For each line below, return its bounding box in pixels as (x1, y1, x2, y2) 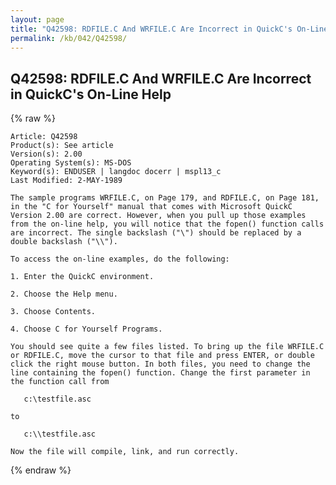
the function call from (10, 377, 110, 387)
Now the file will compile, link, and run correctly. (10, 447, 240, 457)
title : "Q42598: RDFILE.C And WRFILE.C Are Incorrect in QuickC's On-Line (10, 24, 329, 34)
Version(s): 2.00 (10, 149, 83, 160)
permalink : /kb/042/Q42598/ (10, 33, 128, 43)
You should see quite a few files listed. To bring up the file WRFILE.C (10, 342, 325, 352)
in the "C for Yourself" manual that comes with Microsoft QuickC (10, 202, 293, 212)
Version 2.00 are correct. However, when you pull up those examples (10, 211, 307, 221)
